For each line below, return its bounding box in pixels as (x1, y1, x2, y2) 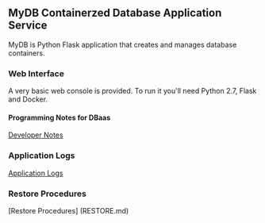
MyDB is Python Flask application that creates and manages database (8, 40, 237, 49)
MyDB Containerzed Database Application (8, 6, 222, 20)
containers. (8, 48, 45, 58)
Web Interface (8, 67, 65, 79)
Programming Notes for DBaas (8, 113, 111, 122)
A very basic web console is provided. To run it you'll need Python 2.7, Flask (8, 87, 257, 96)
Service (8, 19, 48, 33)
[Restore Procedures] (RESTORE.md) (8, 206, 129, 215)
